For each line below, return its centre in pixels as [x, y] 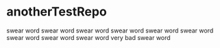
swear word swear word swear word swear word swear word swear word [110, 30]
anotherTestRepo [57, 12]
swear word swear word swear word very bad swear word [88, 37]
